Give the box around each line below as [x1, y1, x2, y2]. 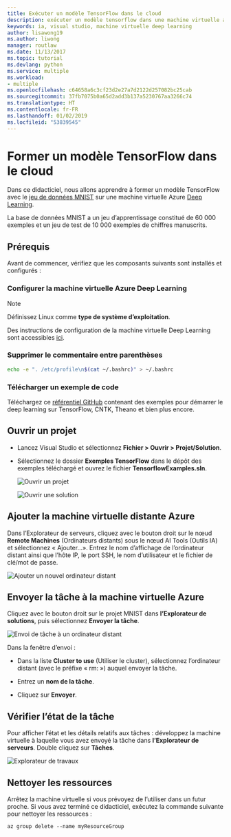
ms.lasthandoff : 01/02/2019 [7, 112, 88, 119]
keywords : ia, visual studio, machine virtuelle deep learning [7, 23, 192, 30]
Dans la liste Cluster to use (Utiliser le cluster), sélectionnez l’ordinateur [16, 657, 221, 665]
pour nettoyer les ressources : [7, 809, 93, 818]
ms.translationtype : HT [7, 100, 76, 107]
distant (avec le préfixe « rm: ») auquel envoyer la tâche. [16, 664, 177, 673]
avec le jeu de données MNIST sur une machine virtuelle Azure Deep [7, 193, 203, 202]
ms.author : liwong [7, 36, 60, 43]
